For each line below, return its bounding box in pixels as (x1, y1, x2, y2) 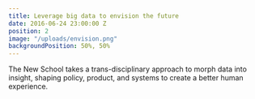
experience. (8, 82, 49, 92)
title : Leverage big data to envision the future (8, 11, 180, 20)
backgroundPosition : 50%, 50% (8, 42, 111, 50)
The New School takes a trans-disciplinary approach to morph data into (8, 64, 247, 74)
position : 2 (8, 27, 49, 35)
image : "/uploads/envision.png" (8, 34, 117, 43)
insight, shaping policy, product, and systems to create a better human (8, 73, 244, 83)
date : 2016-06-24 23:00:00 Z (8, 19, 107, 28)
